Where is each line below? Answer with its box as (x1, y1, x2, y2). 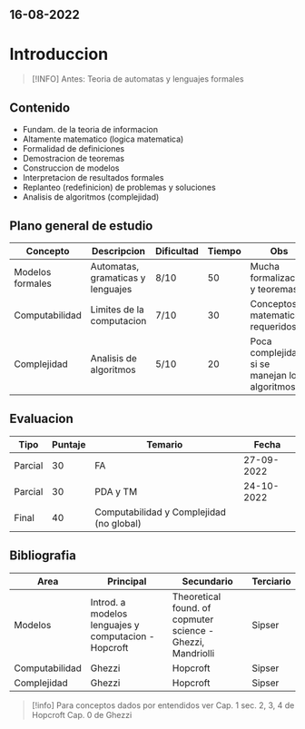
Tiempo (207, 244, 242, 257)
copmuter (172, 613, 214, 626)
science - (172, 624, 215, 636)
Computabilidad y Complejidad (94, 506, 227, 518)
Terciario (251, 575, 291, 587)
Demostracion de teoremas (22, 153, 125, 164)
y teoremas (250, 282, 299, 295)
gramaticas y (90, 271, 146, 284)
